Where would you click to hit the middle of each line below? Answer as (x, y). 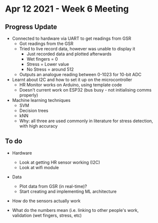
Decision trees (34, 111)
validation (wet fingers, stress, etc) (47, 215)
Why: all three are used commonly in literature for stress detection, (86, 121)
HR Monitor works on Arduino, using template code (71, 85)
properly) (29, 95)
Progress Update (31, 27)
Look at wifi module (39, 167)
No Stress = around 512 (50, 69)
